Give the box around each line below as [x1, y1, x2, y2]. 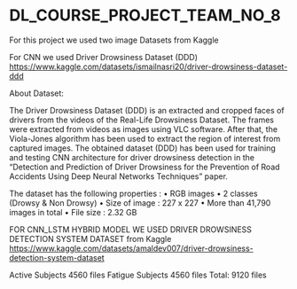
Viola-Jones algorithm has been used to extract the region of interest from [9, 133, 281, 144]
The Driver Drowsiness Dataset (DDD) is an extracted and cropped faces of [9, 105, 285, 115]
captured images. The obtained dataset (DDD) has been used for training [9, 143, 277, 153]
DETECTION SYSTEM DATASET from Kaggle [9, 233, 172, 244]
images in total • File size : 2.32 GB [9, 207, 137, 217]
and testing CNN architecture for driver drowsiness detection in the [9, 152, 255, 162]
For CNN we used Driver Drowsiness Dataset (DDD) [9, 51, 198, 62]
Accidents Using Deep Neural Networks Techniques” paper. [9, 170, 229, 182]
